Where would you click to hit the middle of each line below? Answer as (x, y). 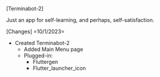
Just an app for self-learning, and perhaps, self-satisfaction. (80, 20)
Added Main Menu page (53, 49)
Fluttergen (45, 62)
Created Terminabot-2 (42, 43)
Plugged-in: (38, 55)
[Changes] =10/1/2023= (36, 31)
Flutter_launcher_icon (59, 68)
